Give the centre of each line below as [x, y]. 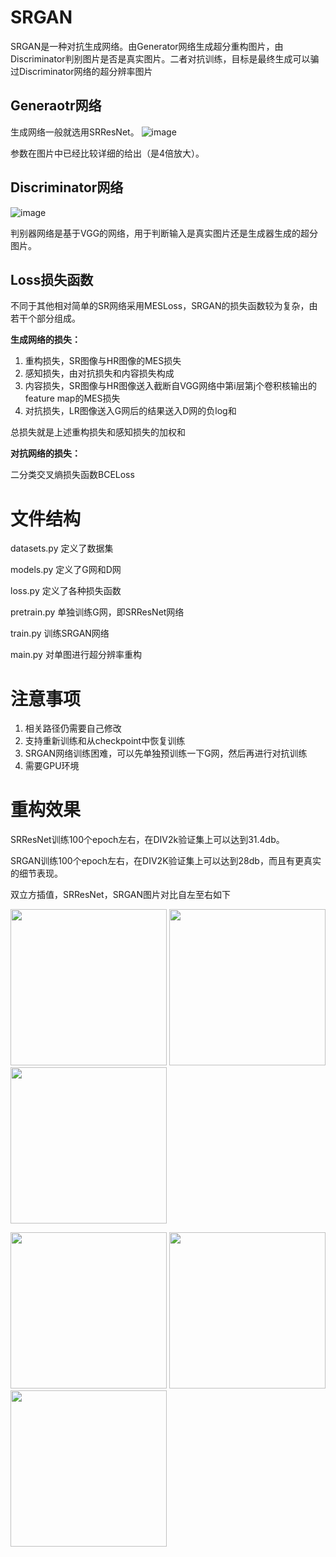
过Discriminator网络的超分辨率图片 [81, 71]
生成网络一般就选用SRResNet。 [75, 132]
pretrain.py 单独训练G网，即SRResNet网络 [97, 612]
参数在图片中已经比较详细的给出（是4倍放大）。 [107, 153]
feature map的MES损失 [72, 398]
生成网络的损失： [45, 340]
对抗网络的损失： [45, 453]
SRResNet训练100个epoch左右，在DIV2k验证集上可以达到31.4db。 [147, 840]
